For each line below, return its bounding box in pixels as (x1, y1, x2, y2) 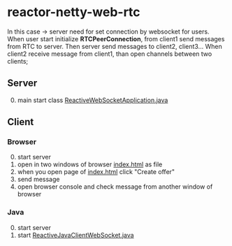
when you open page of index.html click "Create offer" (17, 168, 175, 176)
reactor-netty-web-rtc (7, 4, 141, 20)
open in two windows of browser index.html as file (17, 160, 163, 168)
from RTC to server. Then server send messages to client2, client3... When (7, 42, 222, 50)
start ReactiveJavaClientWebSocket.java (17, 231, 134, 239)
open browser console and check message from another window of (17, 182, 213, 191)
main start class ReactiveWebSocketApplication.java (17, 96, 168, 104)
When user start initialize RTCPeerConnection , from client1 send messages (7, 34, 225, 43)
